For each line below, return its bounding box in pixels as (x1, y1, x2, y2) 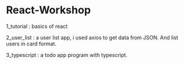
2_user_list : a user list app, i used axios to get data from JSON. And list (6, 34, 179, 41)
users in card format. (6, 40, 57, 47)
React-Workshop (6, 3, 91, 17)
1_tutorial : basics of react (6, 23, 68, 30)
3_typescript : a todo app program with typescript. (6, 51, 128, 58)
